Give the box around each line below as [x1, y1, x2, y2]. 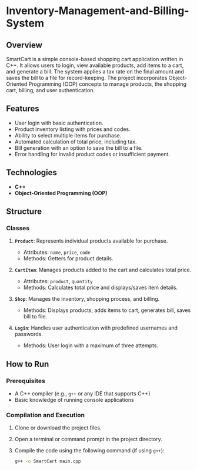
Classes [6, 224, 30, 232]
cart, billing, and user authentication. [6, 87, 95, 93]
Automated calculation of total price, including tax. [14, 138, 137, 145]
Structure [6, 207, 42, 217]
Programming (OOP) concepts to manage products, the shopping [28, 80, 187, 88]
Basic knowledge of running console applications [14, 397, 134, 403]
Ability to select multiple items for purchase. [14, 132, 122, 139]
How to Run [6, 359, 49, 369]
